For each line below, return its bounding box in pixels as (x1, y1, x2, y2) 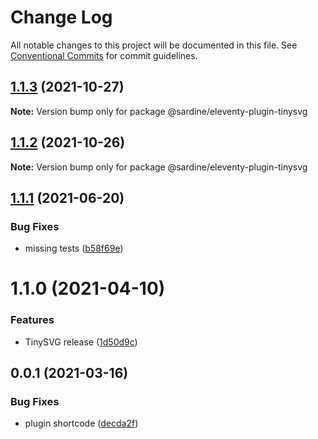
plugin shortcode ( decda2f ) (24, 417, 139, 430)
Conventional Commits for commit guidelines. (10, 49, 198, 61)
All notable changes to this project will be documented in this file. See (10, 39, 298, 51)
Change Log (10, 6, 113, 29)
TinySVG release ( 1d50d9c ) (24, 336, 138, 348)
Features (10, 313, 55, 327)
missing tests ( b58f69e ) (24, 242, 124, 255)
